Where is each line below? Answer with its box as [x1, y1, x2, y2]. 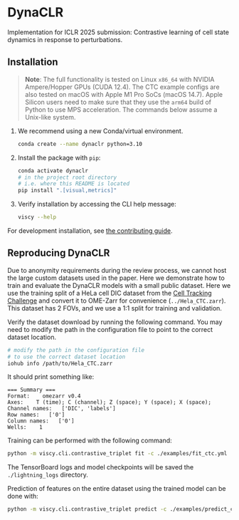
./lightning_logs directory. [7, 471, 89, 479]
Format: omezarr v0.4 [7, 392, 81, 400]
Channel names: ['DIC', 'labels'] [7, 405, 116, 412]
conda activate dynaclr [17, 167, 89, 175]
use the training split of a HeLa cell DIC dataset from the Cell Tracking [7, 288, 212, 297]
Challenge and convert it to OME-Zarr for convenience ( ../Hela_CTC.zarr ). [7, 296, 226, 305]
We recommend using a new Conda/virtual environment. [17, 126, 184, 135]
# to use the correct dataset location [7, 353, 126, 360]
